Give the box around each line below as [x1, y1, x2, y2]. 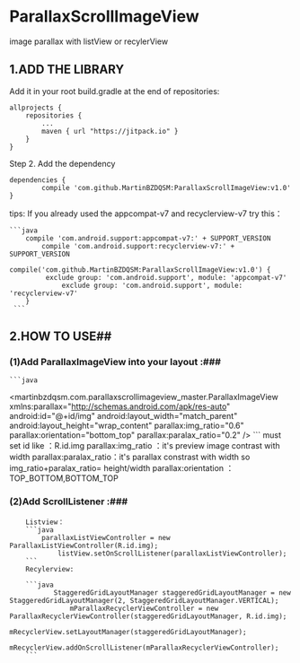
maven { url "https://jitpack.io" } [41, 126, 179, 135]
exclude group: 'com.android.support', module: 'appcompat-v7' [45, 273, 287, 282]
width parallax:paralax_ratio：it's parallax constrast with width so [9, 451, 251, 463]
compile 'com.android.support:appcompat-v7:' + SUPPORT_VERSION [25, 233, 271, 243]
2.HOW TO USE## [9, 329, 112, 345]
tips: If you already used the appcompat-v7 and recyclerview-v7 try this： [9, 208, 283, 219]
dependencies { [9, 175, 66, 185]
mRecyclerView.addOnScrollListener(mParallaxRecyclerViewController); [9, 643, 279, 652]
